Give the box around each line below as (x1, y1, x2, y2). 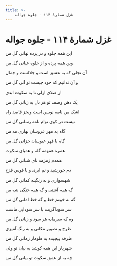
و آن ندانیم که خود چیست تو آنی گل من (5, 79, 78, 85)
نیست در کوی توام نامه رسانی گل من (5, 119, 75, 125)
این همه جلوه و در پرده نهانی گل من (5, 50, 72, 56)
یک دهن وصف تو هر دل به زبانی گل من (5, 99, 78, 105)
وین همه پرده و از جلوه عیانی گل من (5, 60, 73, 66)
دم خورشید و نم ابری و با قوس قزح (5, 167, 72, 173)
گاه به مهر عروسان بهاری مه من (5, 128, 66, 134)
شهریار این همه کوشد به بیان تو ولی (5, 245, 72, 251)
